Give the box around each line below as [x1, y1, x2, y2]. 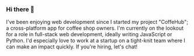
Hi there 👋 [6, 5, 35, 13]
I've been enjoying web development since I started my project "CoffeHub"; [6, 19, 189, 26]
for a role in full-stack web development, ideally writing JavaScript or [6, 31, 172, 38]
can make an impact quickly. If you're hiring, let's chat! [6, 43, 138, 50]
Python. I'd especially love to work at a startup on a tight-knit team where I [6, 37, 186, 44]
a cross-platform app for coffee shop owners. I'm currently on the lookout [6, 24, 184, 32]
